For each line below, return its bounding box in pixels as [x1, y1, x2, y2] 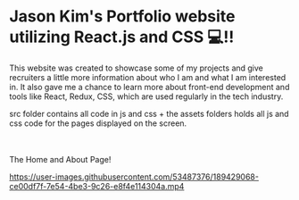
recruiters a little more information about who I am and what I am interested [9, 71, 287, 82]
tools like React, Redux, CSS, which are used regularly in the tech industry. [9, 91, 284, 102]
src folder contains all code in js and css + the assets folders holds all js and [9, 108, 289, 119]
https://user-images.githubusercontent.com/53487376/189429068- [9, 171, 259, 182]
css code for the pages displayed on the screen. [9, 118, 187, 129]
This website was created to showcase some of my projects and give [9, 62, 263, 73]
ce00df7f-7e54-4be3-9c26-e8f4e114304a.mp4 [9, 180, 185, 191]
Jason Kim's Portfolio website [9, 6, 236, 27]
